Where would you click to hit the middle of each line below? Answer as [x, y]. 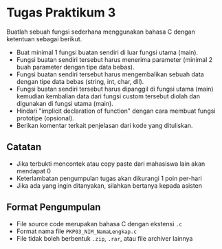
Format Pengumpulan [54, 207]
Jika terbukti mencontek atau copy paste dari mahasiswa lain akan [111, 164]
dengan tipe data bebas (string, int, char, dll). [80, 81]
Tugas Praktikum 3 [61, 13]
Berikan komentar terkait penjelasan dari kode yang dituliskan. [104, 125]
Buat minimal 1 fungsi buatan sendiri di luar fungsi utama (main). [107, 52]
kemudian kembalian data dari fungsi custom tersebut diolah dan [108, 96]
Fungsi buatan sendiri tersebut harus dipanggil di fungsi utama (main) [115, 89]
